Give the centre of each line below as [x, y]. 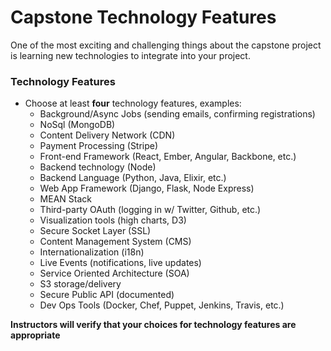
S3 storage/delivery [80, 284]
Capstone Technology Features [143, 17]
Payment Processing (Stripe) [99, 146]
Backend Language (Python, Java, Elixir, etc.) [133, 178]
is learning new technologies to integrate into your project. [130, 55]
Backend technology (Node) [98, 167]
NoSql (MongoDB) [77, 125]
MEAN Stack [65, 199]
